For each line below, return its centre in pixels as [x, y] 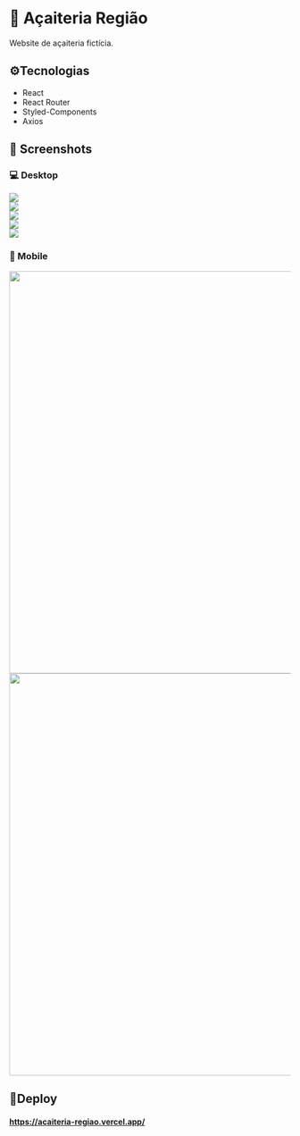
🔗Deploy [33, 1099]
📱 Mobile [29, 257]
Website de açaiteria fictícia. [62, 43]
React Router [46, 102]
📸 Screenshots [51, 150]
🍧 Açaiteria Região [79, 18]
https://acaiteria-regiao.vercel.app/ [77, 1122]
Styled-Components [59, 112]
